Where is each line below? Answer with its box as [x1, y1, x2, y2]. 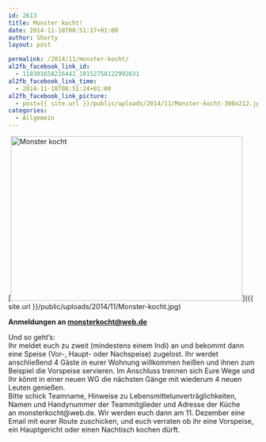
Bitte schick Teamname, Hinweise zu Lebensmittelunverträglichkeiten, [8, 391, 237, 400]
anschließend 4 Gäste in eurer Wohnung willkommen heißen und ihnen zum [8, 357, 255, 367]
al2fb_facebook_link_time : [8, 77, 97, 85]
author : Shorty [8, 33, 59, 42]
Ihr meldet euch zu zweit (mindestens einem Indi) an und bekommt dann [8, 341, 245, 350]
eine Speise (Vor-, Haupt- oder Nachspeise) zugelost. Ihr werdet [8, 349, 219, 358]
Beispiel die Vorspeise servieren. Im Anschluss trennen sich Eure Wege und [8, 366, 255, 376]
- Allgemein [15, 114, 55, 123]
